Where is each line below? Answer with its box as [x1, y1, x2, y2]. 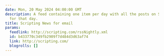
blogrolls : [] [9, 43, 38, 48]
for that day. [9, 16, 38, 21]
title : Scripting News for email [5, 20, 73, 26]
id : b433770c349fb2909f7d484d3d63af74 [9, 35, 89, 39]
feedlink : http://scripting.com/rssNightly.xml [9, 30, 108, 35]
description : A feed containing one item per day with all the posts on [5, 12, 156, 17]
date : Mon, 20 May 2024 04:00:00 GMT [5, 7, 82, 12]
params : [5, 25, 21, 30]
